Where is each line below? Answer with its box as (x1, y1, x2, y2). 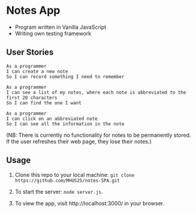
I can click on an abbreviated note (6, 115, 98, 122)
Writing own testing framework (14, 29, 92, 37)
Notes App (6, 4, 61, 17)
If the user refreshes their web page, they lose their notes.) (6, 137, 152, 145)
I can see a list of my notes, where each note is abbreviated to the (6, 89, 186, 95)
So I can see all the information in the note (6, 121, 125, 127)
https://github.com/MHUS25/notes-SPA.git (14, 178, 120, 184)
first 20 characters (6, 94, 58, 101)
